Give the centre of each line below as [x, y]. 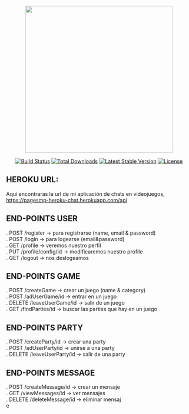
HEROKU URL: [32, 180]
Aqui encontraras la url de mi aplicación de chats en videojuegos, [85, 193]
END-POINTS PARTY [45, 327]
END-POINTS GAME [43, 276]
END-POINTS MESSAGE [51, 373]
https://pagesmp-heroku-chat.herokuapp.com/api [67, 200]
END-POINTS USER [42, 218]
